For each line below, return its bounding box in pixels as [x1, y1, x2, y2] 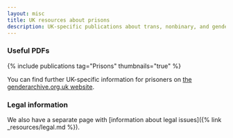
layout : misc [7, 10, 45, 17]
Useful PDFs [7, 46, 50, 55]
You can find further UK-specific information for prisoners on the [7, 75, 192, 83]
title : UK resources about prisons [7, 17, 110, 24]
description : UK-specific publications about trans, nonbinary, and [7, 23, 209, 30]
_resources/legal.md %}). [7, 123, 80, 131]
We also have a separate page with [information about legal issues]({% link [7, 115, 222, 123]
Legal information [7, 100, 68, 110]
